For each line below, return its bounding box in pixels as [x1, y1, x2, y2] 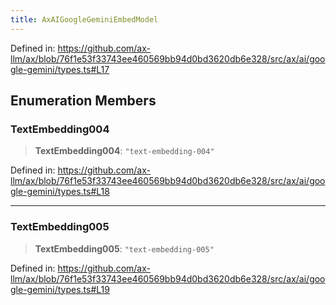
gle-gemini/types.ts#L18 [10, 186, 110, 198]
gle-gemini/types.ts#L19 [10, 283, 110, 295]
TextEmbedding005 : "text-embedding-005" [34, 242, 215, 255]
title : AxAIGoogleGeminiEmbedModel [10, 14, 159, 25]
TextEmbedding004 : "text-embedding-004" [34, 145, 215, 157]
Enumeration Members [10, 92, 157, 110]
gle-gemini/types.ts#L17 [10, 63, 110, 75]
